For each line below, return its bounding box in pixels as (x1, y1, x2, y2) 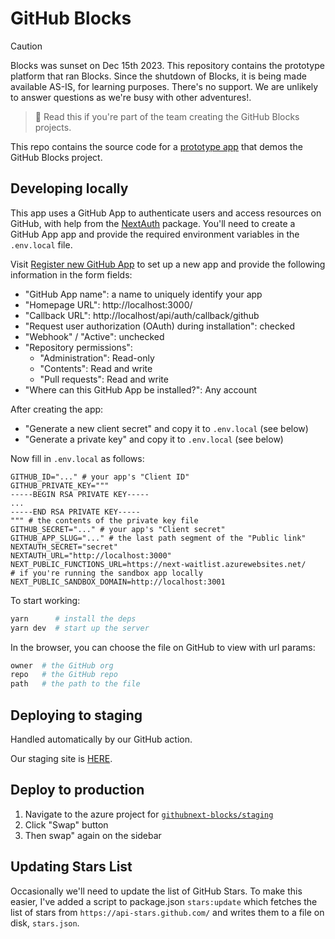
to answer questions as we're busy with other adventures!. (10, 91, 252, 103)
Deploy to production (10, 782, 145, 799)
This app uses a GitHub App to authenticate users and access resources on (10, 207, 322, 219)
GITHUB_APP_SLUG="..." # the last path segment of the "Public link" (10, 533, 307, 543)
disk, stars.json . (10, 917, 80, 929)
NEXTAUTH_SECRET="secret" (10, 542, 118, 552)
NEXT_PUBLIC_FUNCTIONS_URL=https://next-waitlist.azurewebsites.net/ (10, 559, 307, 569)
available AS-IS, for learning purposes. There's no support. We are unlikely (10, 80, 319, 92)
